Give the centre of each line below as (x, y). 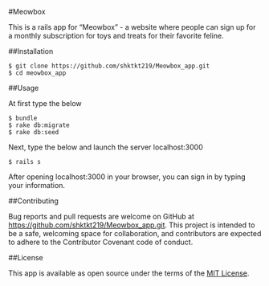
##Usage (24, 88)
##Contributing (33, 201)
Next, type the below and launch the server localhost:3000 (106, 147)
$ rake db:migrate (39, 125)
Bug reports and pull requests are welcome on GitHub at (102, 217)
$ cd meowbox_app (37, 73)
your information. (37, 185)
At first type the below (45, 103)
